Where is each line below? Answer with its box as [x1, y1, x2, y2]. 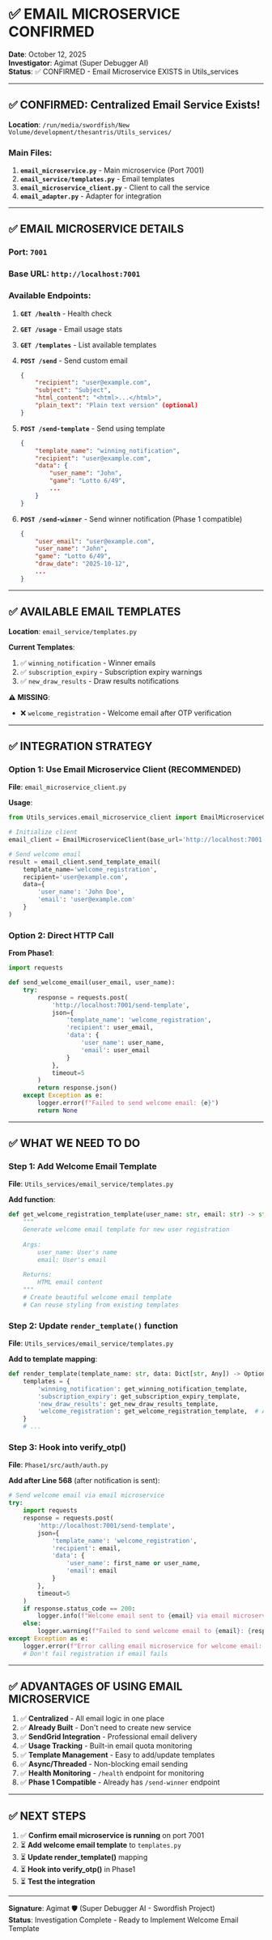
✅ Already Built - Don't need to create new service [19, 1723, 192, 1733]
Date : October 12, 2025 [8, 49, 87, 59]
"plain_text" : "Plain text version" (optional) [35, 402, 198, 410]
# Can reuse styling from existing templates [23, 1301, 180, 1309]
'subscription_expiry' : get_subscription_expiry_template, [37, 1392, 241, 1401]
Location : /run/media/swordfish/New [8, 119, 130, 130]
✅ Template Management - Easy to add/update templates [19, 1750, 215, 1760]
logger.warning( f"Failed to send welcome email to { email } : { [37, 1627, 252, 1635]
